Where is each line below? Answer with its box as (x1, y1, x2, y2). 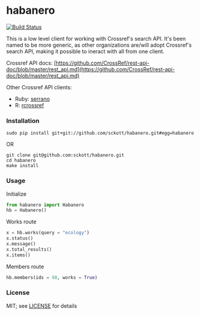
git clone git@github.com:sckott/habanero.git (6, 152, 125, 159)
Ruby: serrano (14, 95, 50, 102)
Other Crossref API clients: (6, 83, 72, 90)
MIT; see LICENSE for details (6, 302, 77, 309)
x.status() (6, 235, 34, 241)
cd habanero (6, 157, 36, 163)
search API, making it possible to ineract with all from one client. (6, 47, 165, 54)
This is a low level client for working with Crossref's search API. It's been (6, 35, 186, 42)
